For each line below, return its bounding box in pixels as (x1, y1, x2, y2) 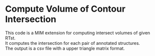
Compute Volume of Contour (5, 3, 126, 15)
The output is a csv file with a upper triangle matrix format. (5, 45, 125, 51)
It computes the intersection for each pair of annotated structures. (5, 40, 140, 46)
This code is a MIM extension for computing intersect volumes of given (5, 30, 150, 36)
